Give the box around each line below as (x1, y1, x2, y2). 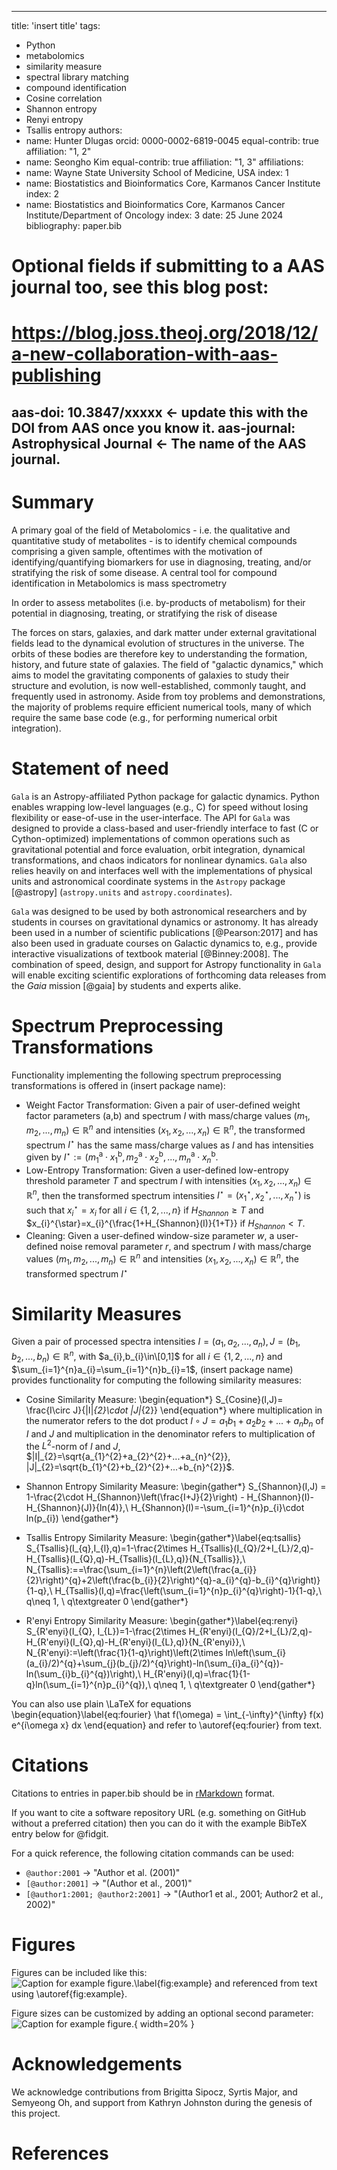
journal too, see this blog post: (11, 276, 269, 299)
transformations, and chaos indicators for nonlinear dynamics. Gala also (11, 854, 308, 866)
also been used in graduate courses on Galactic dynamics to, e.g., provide (11, 937, 318, 949)
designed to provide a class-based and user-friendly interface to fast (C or (11, 822, 319, 834)
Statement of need (11, 757, 169, 780)
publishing (11, 364, 102, 387)
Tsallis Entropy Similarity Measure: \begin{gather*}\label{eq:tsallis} (25, 1532, 302, 1544)
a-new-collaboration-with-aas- (11, 343, 279, 366)
